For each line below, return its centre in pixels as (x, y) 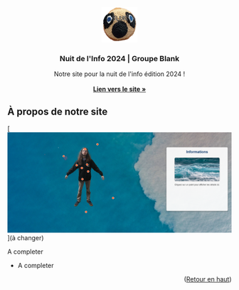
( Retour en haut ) (208, 279)
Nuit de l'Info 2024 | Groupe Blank (119, 58)
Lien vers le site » (119, 89)
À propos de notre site (58, 111)
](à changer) (26, 237)
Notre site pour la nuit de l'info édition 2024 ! (119, 74)
